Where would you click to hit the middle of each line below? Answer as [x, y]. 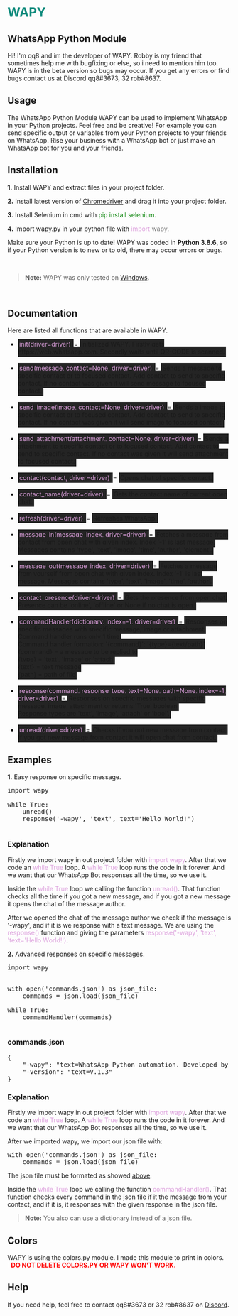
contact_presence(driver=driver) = [70, 598]
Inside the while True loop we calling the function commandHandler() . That [117, 1190]
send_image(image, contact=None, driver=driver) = [95, 407]
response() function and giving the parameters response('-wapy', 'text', [112, 932]
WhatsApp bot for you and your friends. [66, 148]
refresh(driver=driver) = [55, 518]
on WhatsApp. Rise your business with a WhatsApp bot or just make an [111, 140]
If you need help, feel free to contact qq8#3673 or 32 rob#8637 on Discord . [118, 1305]
